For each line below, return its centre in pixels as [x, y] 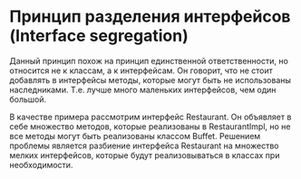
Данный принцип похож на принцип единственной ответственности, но [149, 61]
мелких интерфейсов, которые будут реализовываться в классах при [145, 155]
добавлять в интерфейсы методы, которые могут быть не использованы [150, 80]
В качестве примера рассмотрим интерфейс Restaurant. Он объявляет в [150, 117]
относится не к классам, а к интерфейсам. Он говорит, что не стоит [141, 71]
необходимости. [41, 165]
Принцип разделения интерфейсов [150, 17]
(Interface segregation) [99, 36]
